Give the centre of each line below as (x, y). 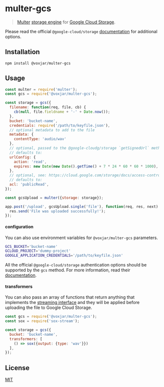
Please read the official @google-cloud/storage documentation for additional (81, 31)
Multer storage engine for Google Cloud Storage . (66, 22)
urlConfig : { (23, 157)
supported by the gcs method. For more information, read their (68, 270)
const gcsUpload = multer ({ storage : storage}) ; (54, 198)
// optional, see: (28, 175)
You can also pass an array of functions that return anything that (70, 297)
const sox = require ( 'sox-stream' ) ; (42, 321)
